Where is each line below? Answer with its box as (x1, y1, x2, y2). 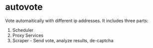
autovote (5, 1, 43, 13)
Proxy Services (12, 32, 44, 38)
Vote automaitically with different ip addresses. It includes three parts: (5, 18, 149, 24)
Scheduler (12, 27, 34, 33)
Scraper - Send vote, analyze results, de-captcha (12, 37, 114, 43)
